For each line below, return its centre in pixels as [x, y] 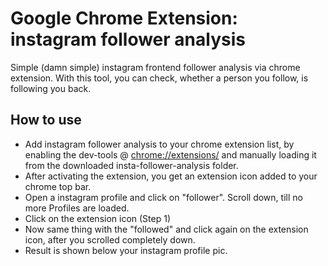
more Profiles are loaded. [77, 208]
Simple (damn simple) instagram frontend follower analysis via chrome [155, 67]
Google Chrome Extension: [124, 18]
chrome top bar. [58, 186]
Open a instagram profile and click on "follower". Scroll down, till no [163, 197]
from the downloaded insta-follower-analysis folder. [131, 165]
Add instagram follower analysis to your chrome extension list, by [159, 144]
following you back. [51, 88]
